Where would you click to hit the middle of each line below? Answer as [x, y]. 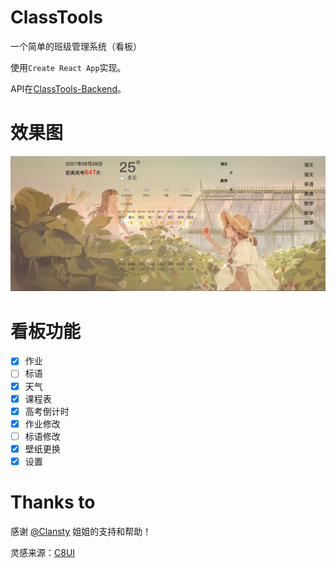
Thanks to [53, 502]
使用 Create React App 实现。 [68, 67]
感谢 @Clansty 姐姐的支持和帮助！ [81, 531]
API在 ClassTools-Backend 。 [68, 88]
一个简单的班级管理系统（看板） [76, 46]
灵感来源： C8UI [43, 552]
